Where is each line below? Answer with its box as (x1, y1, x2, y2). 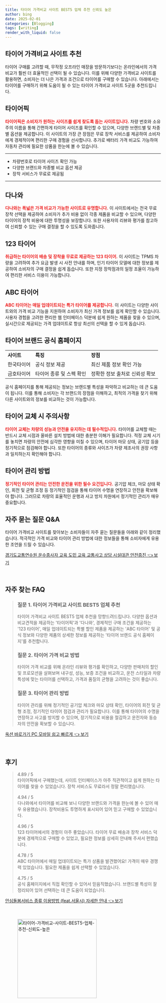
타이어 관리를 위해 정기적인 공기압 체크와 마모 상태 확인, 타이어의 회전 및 (17, 702, 156, 708)
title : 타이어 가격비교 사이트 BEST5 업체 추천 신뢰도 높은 (5, 7, 112, 12)
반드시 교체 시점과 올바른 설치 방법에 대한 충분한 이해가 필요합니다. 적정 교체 (5, 432, 152, 438)
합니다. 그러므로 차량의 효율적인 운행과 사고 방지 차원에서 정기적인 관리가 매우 (10, 493, 160, 499)
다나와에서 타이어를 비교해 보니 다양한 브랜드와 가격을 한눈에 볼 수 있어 (17, 800, 153, 806)
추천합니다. (28, 638, 49, 644)
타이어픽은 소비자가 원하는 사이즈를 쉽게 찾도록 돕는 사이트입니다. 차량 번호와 (5, 118, 152, 124)
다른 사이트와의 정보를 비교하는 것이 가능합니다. (5, 396, 96, 402)
